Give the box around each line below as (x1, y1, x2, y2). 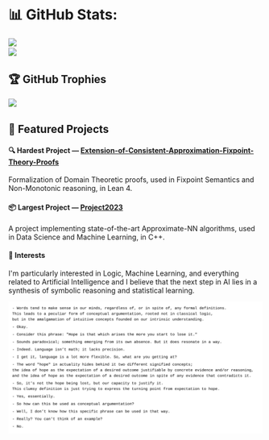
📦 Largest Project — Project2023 (8, 202, 123, 212)
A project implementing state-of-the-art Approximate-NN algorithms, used (8, 223, 255, 233)
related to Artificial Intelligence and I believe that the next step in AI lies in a (8, 276, 258, 286)
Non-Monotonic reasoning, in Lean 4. (8, 184, 133, 193)
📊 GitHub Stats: (8, 6, 118, 24)
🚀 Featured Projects (8, 122, 110, 136)
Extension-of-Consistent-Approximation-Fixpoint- (80, 145, 255, 155)
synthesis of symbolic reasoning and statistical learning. (8, 285, 195, 295)
